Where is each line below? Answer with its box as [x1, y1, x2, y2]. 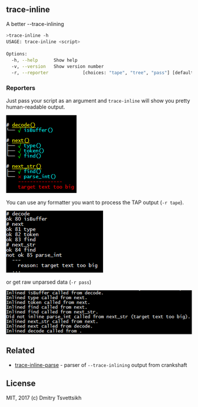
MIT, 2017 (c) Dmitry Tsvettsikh [6, 394, 82, 401]
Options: [6, 51, 28, 57]
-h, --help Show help [11, 57, 78, 64]
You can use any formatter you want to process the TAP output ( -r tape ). [6, 199, 184, 206]
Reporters [6, 84, 36, 92]
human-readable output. [6, 103, 65, 111]
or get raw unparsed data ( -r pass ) [6, 278, 92, 285]
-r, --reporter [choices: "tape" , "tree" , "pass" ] [11, 70, 170, 76]
